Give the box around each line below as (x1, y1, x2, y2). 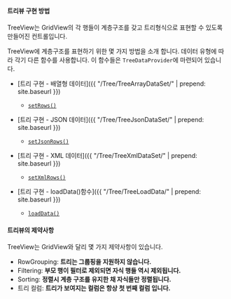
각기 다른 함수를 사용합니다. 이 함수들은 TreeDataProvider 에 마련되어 (14, 56, 203, 65)
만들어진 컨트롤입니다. (7, 32, 68, 41)
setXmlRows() (27, 174, 66, 182)
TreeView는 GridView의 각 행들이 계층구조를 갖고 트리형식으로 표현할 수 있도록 (7, 23, 223, 32)
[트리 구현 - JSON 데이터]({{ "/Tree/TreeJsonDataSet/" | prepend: (17, 116, 204, 124)
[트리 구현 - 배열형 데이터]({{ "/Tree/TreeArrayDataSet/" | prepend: (17, 79, 206, 88)
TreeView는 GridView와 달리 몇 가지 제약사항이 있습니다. (7, 243, 163, 251)
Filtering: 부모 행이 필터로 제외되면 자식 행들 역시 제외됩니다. (17, 267, 181, 275)
